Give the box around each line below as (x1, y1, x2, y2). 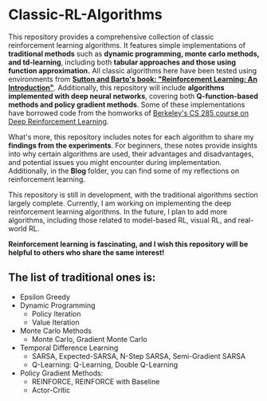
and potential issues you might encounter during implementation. (8, 157, 222, 167)
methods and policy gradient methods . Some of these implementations (8, 100, 245, 109)
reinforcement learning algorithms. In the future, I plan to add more (8, 206, 228, 216)
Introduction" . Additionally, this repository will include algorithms (8, 82, 225, 92)
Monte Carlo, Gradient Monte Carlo (31, 334, 147, 344)
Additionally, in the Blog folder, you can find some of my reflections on (8, 166, 240, 175)
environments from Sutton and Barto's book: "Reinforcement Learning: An (8, 74, 257, 84)
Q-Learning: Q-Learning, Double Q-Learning (31, 360, 179, 369)
